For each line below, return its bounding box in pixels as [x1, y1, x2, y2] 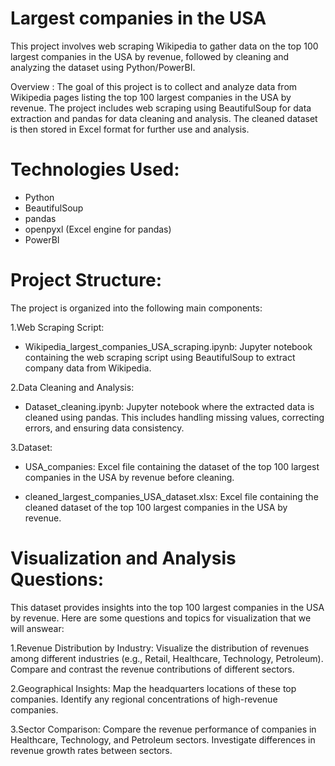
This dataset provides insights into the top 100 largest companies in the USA [10, 601, 325, 613]
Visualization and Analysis [10, 547, 237, 569]
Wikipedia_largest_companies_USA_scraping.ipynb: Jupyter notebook [24, 340, 313, 352]
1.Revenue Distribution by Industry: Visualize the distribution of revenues [10, 642, 310, 654]
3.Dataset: [10, 441, 53, 453]
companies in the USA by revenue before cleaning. [24, 471, 235, 483]
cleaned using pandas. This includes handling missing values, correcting [24, 411, 325, 423]
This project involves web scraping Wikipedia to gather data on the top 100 [10, 40, 319, 52]
